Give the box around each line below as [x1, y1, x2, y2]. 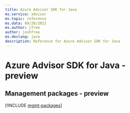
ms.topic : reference [5, 16, 47, 21]
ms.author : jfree [5, 25, 40, 30]
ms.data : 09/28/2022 [5, 20, 47, 26]
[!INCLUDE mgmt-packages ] [5, 102, 62, 108]
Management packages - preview [5, 90, 109, 98]
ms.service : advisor [5, 12, 47, 17]
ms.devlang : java [5, 35, 40, 39]
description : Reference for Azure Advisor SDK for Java [5, 39, 120, 44]
